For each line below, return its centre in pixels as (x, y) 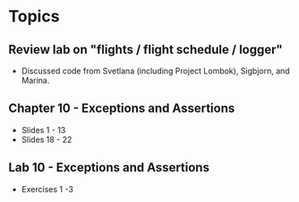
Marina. (35, 80)
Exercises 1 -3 (47, 189)
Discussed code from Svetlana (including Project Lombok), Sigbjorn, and (155, 71)
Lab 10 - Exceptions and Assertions (109, 168)
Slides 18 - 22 (47, 139)
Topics (34, 17)
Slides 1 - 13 (43, 130)
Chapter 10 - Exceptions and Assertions (122, 109)
